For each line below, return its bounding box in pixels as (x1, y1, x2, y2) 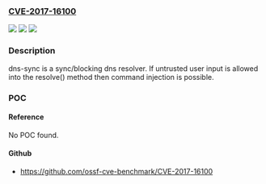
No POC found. (8, 130, 59, 140)
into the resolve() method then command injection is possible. (8, 72, 214, 82)
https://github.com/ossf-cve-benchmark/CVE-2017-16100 (19, 166, 213, 176)
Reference (8, 112, 44, 122)
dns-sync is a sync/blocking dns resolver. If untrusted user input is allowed (8, 63, 259, 73)
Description (8, 45, 56, 56)
